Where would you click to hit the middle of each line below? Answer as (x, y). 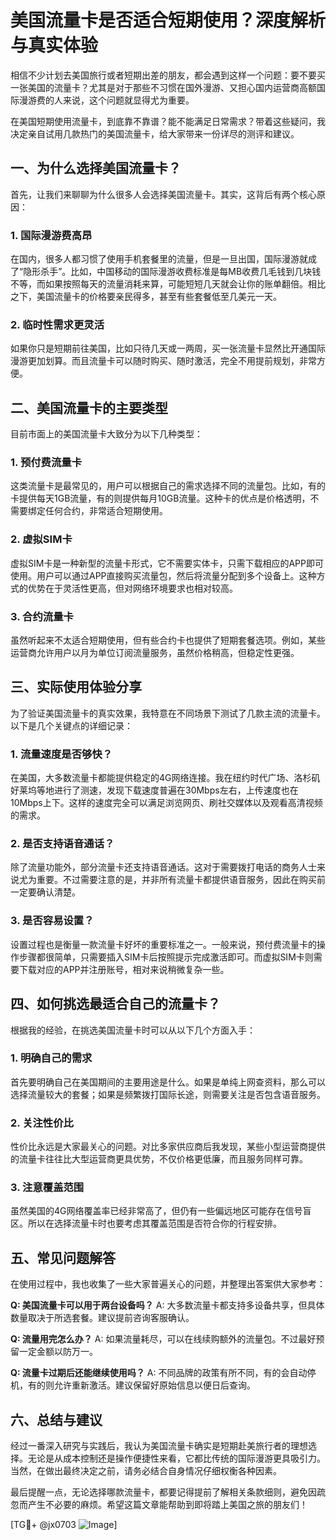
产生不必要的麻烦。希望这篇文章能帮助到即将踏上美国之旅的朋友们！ (167, 1505)
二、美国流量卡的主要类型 (89, 407)
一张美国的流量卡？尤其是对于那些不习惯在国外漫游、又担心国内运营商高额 (163, 87)
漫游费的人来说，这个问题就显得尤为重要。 (106, 100)
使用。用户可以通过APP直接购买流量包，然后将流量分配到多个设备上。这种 (163, 575)
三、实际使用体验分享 (76, 687)
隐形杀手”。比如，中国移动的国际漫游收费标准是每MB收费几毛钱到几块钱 (172, 272)
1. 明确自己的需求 (51, 1058)
